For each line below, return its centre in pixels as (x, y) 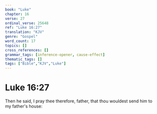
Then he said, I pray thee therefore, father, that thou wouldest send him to (79, 101)
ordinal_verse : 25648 (27, 23)
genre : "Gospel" (21, 37)
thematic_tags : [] (24, 59)
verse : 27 (15, 18)
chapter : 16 (17, 14)
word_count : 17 (20, 41)
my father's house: (24, 106)
